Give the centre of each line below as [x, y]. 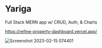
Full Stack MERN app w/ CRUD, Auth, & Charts [51, 22]
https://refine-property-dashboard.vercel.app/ [51, 31]
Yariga [18, 9]
